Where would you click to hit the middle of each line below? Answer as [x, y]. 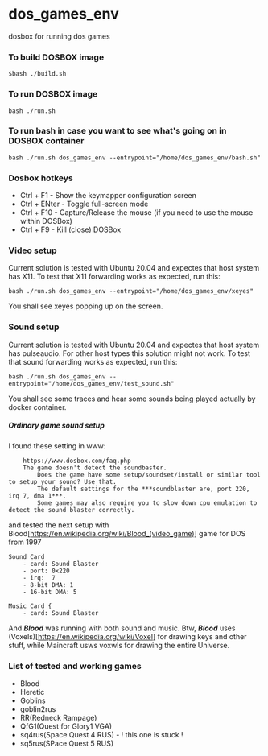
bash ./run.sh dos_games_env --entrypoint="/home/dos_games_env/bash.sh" [135, 158]
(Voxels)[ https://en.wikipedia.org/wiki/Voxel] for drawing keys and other [128, 636]
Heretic [32, 692]
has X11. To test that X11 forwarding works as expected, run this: [115, 277]
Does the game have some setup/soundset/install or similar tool [149, 475]
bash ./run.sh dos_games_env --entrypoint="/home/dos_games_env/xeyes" [131, 291]
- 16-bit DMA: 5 [50, 592]
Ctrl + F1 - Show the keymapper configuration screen [108, 196]
